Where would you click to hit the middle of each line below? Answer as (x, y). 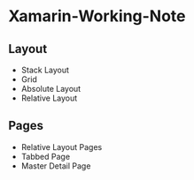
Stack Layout (45, 70)
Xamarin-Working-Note (97, 16)
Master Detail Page (56, 166)
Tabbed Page (46, 156)
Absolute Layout (51, 89)
